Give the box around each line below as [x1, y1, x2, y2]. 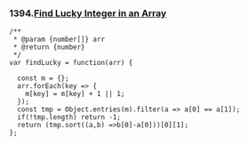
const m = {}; [17, 74, 69, 83]
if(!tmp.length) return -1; [17, 113, 122, 122]
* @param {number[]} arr [12, 35, 105, 44]
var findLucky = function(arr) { [9, 59, 133, 68]
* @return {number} [12, 43, 86, 52]
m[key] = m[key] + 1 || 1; [25, 90, 125, 99]
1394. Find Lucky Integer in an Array [9, 7, 167, 20]
